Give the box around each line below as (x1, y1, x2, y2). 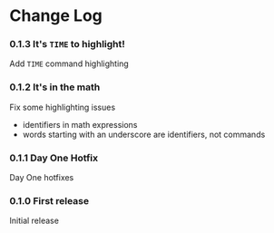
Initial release (9, 215, 59, 227)
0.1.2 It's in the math (9, 81, 101, 93)
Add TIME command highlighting (9, 58, 129, 69)
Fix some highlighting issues (9, 102, 116, 112)
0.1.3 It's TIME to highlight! (9, 38, 125, 51)
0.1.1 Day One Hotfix (9, 151, 98, 164)
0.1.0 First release (9, 195, 89, 207)
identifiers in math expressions (22, 119, 138, 130)
